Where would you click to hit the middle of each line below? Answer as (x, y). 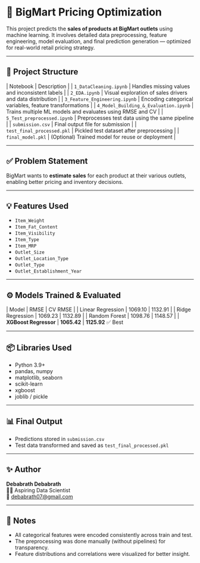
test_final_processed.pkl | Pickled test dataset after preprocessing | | (93, 130)
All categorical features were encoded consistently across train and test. (104, 535)
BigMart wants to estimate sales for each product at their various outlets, (96, 176)
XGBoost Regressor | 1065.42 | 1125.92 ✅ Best (65, 322)
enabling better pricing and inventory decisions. (65, 182)
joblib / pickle (31, 396)
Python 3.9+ (30, 365)
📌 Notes (21, 521)
